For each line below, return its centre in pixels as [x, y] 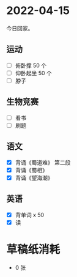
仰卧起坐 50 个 [33, 73]
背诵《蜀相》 [31, 170]
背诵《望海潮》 [34, 177]
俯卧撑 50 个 [31, 65]
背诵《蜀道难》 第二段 [43, 162]
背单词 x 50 [30, 215]
